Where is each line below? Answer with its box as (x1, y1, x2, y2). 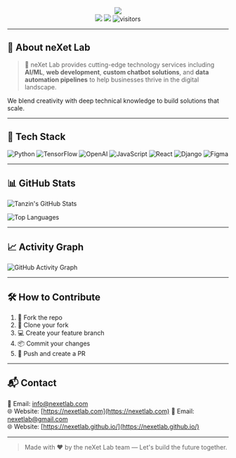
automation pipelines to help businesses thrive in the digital (24, 75, 199, 84)
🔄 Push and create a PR (17, 350, 86, 358)
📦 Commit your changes (17, 339, 91, 348)
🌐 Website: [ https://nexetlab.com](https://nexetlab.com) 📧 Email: (7, 407, 195, 415)
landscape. (24, 82, 58, 91)
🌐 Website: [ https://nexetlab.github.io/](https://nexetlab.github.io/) (7, 422, 199, 431)
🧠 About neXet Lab (7, 42, 91, 53)
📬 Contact (7, 377, 57, 389)
